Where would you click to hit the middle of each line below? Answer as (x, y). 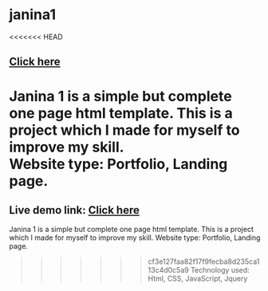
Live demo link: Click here (75, 210)
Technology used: (220, 270)
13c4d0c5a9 (169, 270)
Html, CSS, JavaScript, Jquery (198, 279)
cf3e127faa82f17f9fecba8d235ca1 (204, 262)
